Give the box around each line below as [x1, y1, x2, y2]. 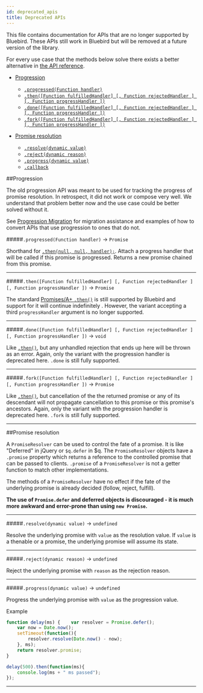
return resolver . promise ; [17, 647, 83, 653]
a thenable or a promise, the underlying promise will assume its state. [6, 538, 179, 545]
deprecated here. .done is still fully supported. [6, 357, 120, 364]
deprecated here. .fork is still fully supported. [6, 411, 120, 418]
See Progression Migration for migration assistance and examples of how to [6, 217, 195, 225]
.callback [23, 164, 49, 170]
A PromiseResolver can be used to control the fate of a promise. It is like [6, 440, 184, 447]
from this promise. [6, 260, 52, 267]
